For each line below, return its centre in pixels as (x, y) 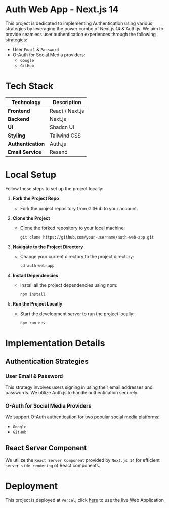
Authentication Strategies (47, 362)
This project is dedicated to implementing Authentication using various (79, 23)
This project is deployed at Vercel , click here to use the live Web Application (85, 500)
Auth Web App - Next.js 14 (62, 9)
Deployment (32, 486)
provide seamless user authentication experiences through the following (80, 34)
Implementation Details (55, 343)
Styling (17, 136)
